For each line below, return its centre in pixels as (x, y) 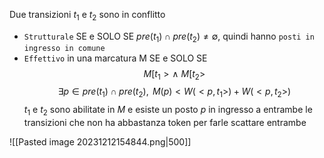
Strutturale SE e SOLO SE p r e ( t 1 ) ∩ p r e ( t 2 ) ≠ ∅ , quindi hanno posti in (169, 37)
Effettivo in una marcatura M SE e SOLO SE (115, 58)
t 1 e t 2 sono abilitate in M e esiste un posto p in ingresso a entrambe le (168, 111)
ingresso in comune (64, 48)
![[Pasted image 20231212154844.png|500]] (100, 141)
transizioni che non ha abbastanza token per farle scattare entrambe (165, 122)
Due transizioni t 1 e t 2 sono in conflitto (87, 16)
